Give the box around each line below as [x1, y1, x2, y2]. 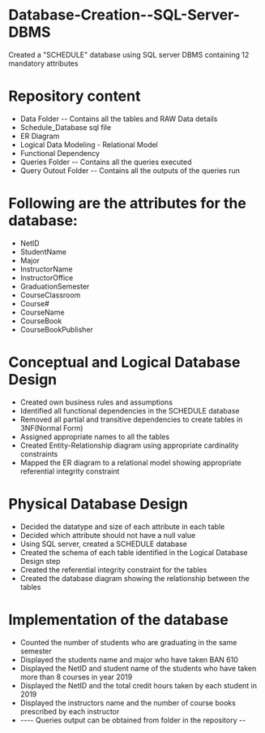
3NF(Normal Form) [19, 423, 83, 432]
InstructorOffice [19, 272, 74, 282]
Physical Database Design [8, 494, 189, 513]
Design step [19, 556, 61, 566]
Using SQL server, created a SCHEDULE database [19, 539, 188, 549]
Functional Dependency [19, 148, 100, 158]
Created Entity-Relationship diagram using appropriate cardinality [19, 440, 239, 450]
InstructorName [19, 264, 73, 274]
